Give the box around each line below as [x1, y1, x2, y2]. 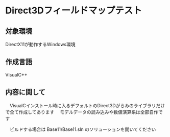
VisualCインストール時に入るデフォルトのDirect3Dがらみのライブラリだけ [9, 102, 165, 108]
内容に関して [5, 88, 46, 96]
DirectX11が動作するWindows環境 [5, 42, 76, 47]
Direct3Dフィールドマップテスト [5, 5, 142, 16]
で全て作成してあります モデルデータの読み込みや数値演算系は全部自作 [5, 109, 159, 115]
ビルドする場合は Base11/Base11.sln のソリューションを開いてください [9, 126, 156, 132]
